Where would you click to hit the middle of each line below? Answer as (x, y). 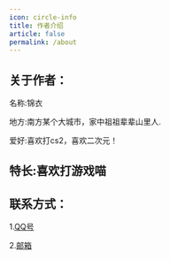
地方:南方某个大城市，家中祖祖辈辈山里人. (85, 122)
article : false (37, 34)
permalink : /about (43, 42)
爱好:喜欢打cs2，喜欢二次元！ (63, 141)
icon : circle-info (43, 17)
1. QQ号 (22, 227)
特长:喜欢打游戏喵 (58, 171)
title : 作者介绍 (36, 26)
